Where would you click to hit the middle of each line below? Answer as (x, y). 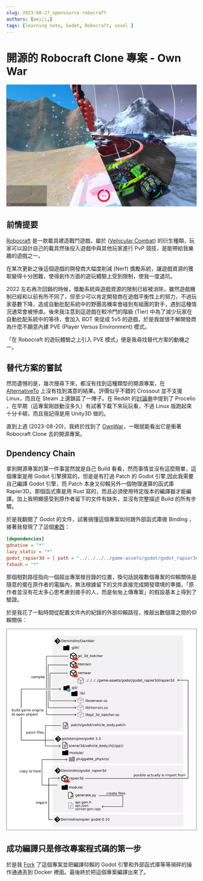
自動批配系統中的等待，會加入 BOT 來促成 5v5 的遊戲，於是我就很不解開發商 (101, 319)
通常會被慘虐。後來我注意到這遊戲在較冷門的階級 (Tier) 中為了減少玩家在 (101, 312)
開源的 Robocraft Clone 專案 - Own (94, 58)
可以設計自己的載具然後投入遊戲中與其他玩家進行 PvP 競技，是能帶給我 (100, 248)
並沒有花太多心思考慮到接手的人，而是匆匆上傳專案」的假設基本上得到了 (107, 592)
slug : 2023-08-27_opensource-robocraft (56, 13)
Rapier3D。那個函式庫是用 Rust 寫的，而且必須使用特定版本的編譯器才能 (96, 492)
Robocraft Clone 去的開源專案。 (46, 434)
